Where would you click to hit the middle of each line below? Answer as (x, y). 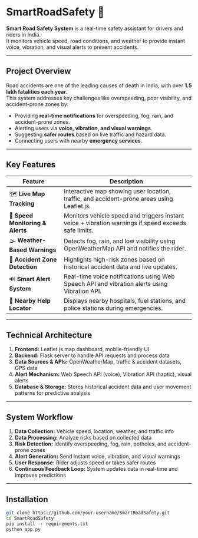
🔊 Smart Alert (30, 279)
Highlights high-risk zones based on (114, 259)
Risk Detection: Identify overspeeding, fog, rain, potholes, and (90, 444)
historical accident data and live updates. (121, 266)
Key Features (31, 165)
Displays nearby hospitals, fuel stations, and (125, 301)
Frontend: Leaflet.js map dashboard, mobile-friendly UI (82, 349)
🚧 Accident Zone (33, 259)
